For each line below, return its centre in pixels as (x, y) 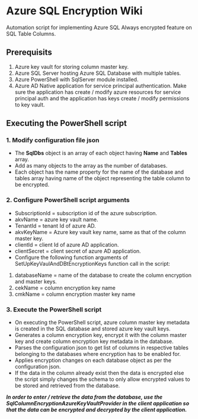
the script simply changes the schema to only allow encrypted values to (103, 379)
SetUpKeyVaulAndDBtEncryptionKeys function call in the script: (92, 263)
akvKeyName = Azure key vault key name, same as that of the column (100, 232)
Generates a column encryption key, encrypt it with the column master (100, 335)
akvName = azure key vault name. (56, 219)
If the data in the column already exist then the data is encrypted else (99, 373)
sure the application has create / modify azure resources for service (98, 92)
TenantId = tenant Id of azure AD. (55, 226)
